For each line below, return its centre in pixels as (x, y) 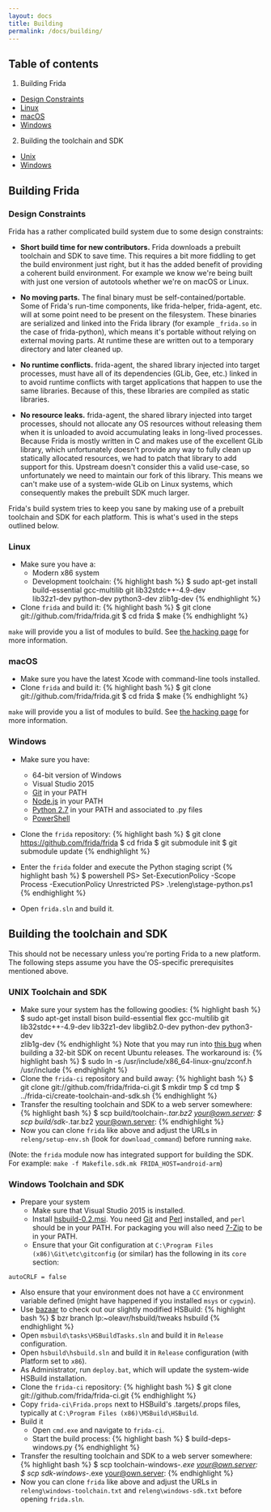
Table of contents (53, 64)
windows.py (52, 1447)
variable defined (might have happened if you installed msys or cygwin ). (138, 1301)
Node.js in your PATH (68, 801)
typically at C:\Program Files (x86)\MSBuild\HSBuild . (109, 1413)
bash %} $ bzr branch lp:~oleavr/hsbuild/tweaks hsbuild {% (120, 1318)
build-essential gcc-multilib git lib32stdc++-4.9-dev (119, 590)
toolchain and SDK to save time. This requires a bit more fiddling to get (138, 256)
